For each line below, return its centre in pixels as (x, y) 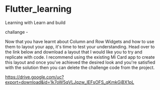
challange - (17, 32)
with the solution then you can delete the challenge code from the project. (80, 67)
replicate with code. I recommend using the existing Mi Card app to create (80, 57)
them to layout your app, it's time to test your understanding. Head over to (80, 46)
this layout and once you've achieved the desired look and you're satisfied (80, 62)
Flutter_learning (39, 9)
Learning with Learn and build (35, 22)
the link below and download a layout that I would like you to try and (74, 52)
